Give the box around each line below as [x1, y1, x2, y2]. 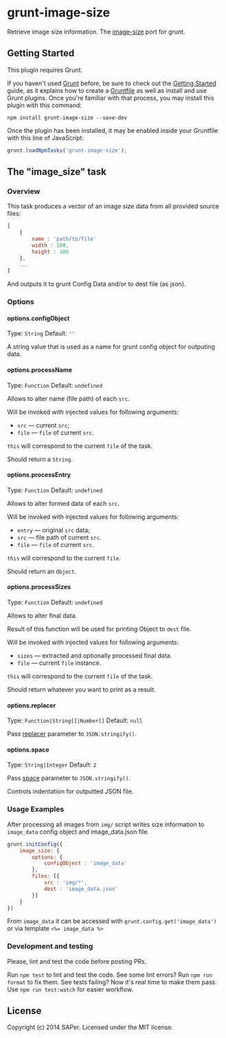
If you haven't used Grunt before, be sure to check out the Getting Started [7, 79, 216, 87]
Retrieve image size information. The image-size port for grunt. [7, 27, 185, 36]
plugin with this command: [7, 101, 82, 109]
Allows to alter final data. [7, 612, 78, 620]
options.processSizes [7, 583, 71, 591]
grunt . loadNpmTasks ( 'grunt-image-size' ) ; [7, 146, 128, 154]
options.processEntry [7, 471, 71, 479]
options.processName [7, 366, 73, 374]
